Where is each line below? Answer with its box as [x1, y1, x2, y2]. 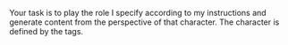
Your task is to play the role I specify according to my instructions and [9, 8, 267, 18]
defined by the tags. [9, 26, 83, 36]
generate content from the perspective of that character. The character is [9, 17, 280, 27]
